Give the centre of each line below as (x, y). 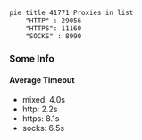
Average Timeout (42, 79)
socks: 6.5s (43, 128)
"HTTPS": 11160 (54, 29)
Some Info (32, 58)
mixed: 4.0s (43, 100)
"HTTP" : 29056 (54, 21)
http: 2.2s (40, 109)
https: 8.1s (41, 119)
